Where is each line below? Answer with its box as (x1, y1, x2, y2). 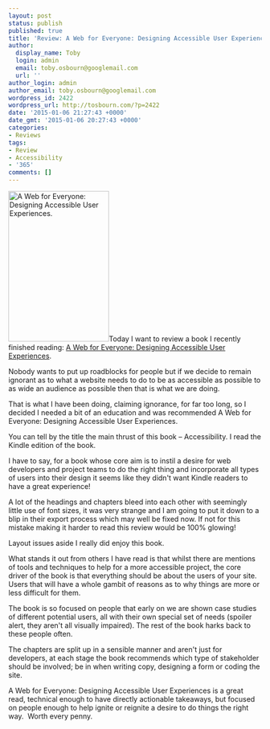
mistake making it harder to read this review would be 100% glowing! (8, 523, 236, 532)
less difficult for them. (8, 588, 81, 597)
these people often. (8, 629, 73, 638)
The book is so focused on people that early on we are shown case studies (8, 604, 257, 613)
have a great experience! (8, 482, 91, 491)
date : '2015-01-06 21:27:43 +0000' (8, 109, 128, 117)
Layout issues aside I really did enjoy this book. (8, 539, 165, 548)
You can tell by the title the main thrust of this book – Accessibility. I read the (8, 432, 261, 442)
